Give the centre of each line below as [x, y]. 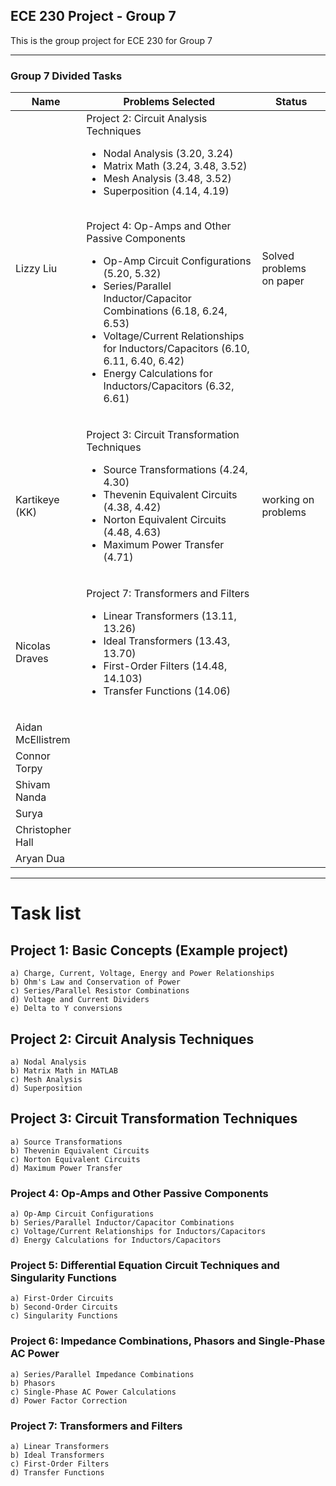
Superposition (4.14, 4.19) [166, 191]
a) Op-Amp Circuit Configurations [82, 1214]
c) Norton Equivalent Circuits [75, 1159]
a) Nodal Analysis [48, 1062]
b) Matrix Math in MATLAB [64, 1070]
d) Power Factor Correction [69, 1400]
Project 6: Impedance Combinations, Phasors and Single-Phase [168, 1341]
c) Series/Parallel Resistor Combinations [100, 991]
